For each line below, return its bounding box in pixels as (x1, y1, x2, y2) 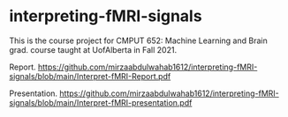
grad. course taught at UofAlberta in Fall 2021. (9, 44, 178, 55)
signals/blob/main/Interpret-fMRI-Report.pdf (9, 70, 171, 81)
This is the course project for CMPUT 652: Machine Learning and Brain (9, 35, 268, 46)
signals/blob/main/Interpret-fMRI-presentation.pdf (9, 97, 193, 107)
